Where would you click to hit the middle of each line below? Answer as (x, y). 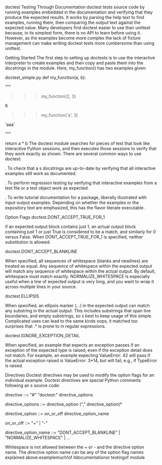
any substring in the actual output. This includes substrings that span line (78, 311)
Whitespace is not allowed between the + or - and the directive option (75, 447)
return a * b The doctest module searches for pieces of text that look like (77, 143)
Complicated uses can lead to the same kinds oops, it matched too (71, 321)
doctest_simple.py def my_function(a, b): (45, 77)
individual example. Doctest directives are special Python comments (73, 380)
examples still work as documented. (41, 173)
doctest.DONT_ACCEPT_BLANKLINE (41, 251)
